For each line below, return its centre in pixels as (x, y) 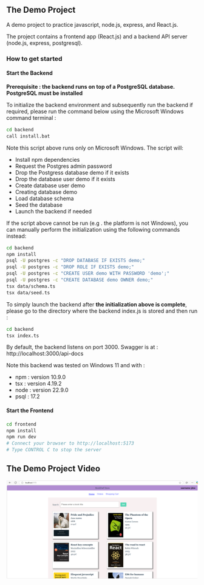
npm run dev (21, 437)
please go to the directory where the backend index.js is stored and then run (102, 311)
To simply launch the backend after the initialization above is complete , (97, 304)
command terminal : (31, 117)
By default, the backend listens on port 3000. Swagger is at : (82, 347)
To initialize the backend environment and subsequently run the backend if (100, 105)
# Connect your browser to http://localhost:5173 (70, 443)
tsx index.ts (23, 336)
